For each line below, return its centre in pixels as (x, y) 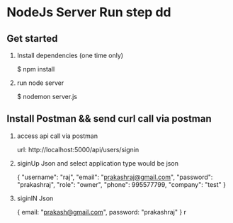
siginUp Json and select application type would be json (97, 163)
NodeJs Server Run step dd (89, 12)
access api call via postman (57, 136)
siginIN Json (35, 198)
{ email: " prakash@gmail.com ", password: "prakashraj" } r (102, 212)
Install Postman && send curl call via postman (109, 119)
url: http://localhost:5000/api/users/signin (78, 149)
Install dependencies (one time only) (70, 55)
